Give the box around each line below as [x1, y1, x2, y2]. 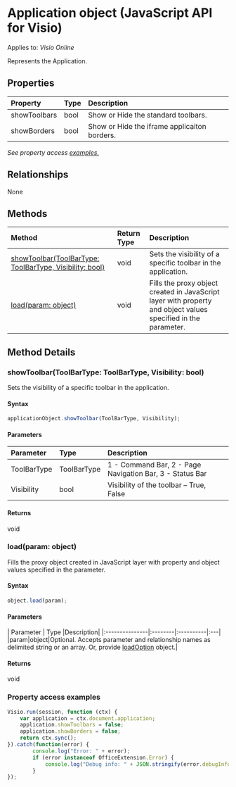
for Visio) [7, 20, 63, 36]
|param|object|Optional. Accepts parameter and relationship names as [7, 636, 211, 644]
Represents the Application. [7, 56, 88, 65]
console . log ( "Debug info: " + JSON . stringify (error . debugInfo [44, 760, 231, 768]
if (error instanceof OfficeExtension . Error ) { [32, 754, 174, 761]
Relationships [7, 169, 69, 181]
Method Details [7, 346, 76, 358]
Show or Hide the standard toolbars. [87, 110, 207, 120]
